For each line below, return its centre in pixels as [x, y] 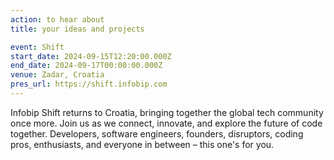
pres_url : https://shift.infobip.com [89, 84]
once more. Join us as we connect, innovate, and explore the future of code [166, 123]
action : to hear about [57, 19]
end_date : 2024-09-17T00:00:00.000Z [86, 66]
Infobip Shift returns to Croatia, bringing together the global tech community [167, 112]
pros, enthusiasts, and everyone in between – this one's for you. [142, 144]
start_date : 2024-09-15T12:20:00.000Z [91, 56]
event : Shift [37, 47]
